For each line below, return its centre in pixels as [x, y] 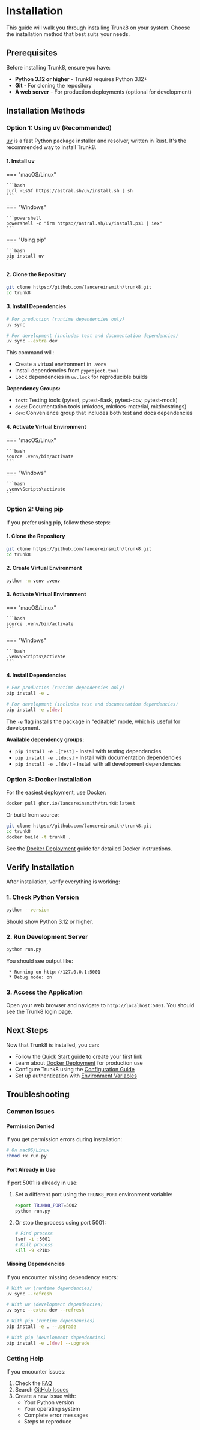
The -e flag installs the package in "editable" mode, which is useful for [93, 721]
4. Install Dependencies [36, 675]
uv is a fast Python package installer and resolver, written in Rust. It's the [96, 141]
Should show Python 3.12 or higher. [50, 921]
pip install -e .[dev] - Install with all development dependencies [98, 763]
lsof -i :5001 [32, 1239]
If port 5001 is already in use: [42, 1183]
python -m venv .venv [33, 581]
